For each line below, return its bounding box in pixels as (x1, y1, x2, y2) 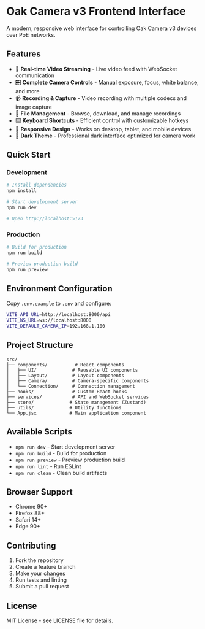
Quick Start (6, 150, 51, 160)
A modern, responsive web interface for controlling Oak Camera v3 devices (6, 25, 197, 32)
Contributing (6, 540, 56, 550)
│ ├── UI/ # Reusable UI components (6, 367, 138, 373)
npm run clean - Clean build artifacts (15, 469, 108, 476)
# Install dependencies (6, 182, 67, 188)
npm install (6, 188, 37, 194)
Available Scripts (6, 426, 72, 437)
